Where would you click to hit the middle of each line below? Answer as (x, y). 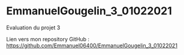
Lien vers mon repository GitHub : (48, 39)
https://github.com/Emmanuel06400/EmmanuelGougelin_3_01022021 (92, 45)
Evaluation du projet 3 (33, 27)
